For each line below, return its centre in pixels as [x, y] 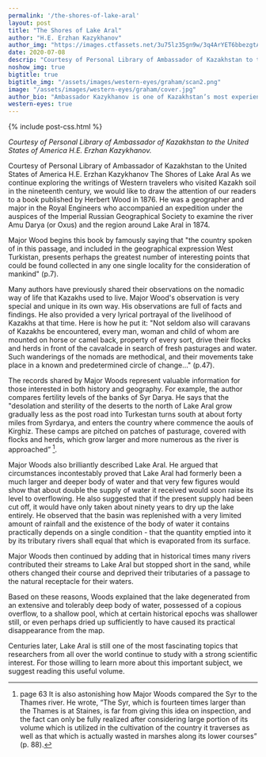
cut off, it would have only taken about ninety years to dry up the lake [121, 507]
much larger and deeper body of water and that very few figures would [124, 482]
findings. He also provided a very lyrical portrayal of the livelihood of [120, 315]
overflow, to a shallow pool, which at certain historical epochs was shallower [133, 613]
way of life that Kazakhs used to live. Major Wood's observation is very [124, 298]
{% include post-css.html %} [55, 127]
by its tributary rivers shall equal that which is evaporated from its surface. [129, 540]
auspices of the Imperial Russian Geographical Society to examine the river [131, 217]
